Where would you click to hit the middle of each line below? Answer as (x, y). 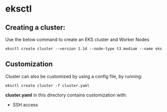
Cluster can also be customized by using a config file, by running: (74, 76)
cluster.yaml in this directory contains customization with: (66, 95)
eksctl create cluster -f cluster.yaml (47, 86)
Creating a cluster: (35, 27)
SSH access (25, 104)
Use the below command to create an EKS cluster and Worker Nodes (77, 39)
